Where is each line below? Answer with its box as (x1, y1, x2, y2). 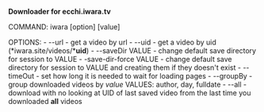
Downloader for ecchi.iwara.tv (8, 7, 111, 16)
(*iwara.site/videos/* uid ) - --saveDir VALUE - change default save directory (8, 46, 256, 55)
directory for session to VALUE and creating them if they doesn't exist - (8, 63, 242, 72)
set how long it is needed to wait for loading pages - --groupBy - (40, 71, 253, 80)
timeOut (8, 71, 34, 80)
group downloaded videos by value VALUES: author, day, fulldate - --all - (8, 79, 247, 89)
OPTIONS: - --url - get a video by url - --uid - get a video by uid (8, 37, 216, 47)
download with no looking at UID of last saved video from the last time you (8, 88, 251, 98)
